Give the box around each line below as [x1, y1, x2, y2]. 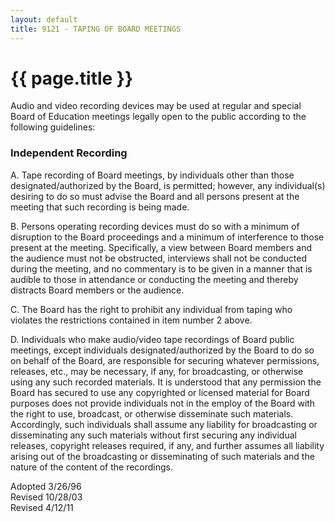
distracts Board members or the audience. [10, 284, 185, 296]
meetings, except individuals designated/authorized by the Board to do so [10, 344, 315, 356]
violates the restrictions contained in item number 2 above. [10, 314, 253, 326]
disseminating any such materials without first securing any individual [10, 429, 297, 441]
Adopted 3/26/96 [10, 480, 82, 492]
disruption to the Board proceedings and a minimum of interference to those [10, 231, 325, 243]
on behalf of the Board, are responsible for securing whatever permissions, [10, 354, 320, 366]
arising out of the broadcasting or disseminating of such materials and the [10, 450, 315, 462]
